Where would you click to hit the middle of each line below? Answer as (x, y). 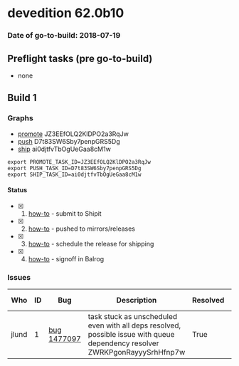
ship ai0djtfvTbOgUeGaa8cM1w (64, 149)
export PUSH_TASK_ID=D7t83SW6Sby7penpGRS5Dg (74, 168)
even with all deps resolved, (134, 325)
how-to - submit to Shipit (65, 213)
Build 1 (22, 98)
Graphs (20, 118)
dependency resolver (123, 343)
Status (17, 190)
